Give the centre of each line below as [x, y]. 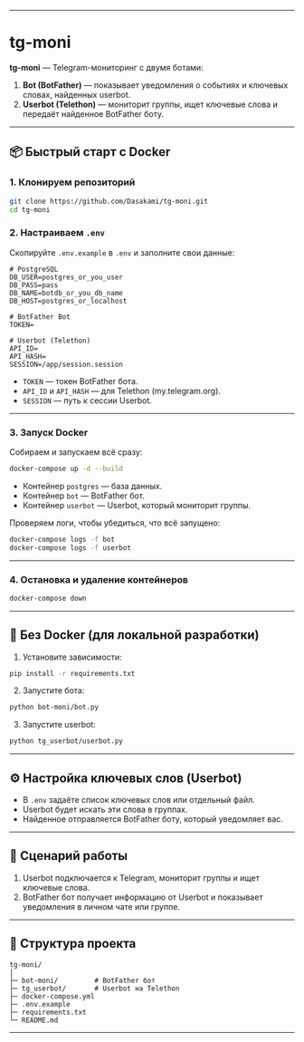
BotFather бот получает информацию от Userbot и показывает [142, 897]
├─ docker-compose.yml [52, 996]
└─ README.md [34, 1020]
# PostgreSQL [34, 269]
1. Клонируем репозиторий [72, 182]
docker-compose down [48, 598]
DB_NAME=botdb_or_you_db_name [66, 293]
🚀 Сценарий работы [69, 856]
